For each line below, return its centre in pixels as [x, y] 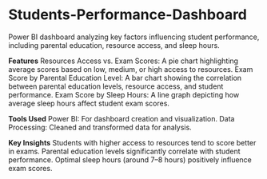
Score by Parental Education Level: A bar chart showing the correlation [125, 78]
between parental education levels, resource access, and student [116, 86]
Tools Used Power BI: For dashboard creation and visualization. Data [122, 118]
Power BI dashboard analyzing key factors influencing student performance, [134, 37]
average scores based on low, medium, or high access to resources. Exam [131, 69]
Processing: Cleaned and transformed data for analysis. [100, 127]
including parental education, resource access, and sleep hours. [114, 45]
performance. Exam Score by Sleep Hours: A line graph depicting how [124, 94]
